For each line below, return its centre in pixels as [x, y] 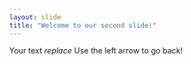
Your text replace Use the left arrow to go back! [96, 50]
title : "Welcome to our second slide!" [83, 25]
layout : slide [36, 17]
